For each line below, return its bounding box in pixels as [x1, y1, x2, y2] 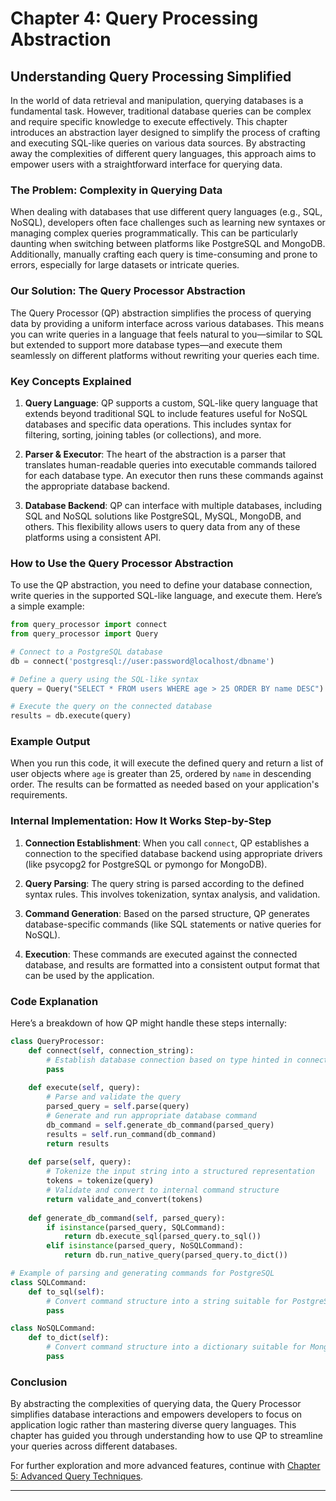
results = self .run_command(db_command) [46, 1129, 217, 1139]
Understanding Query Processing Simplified [10, 68, 292, 85]
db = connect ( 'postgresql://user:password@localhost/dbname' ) [10, 656, 275, 666]
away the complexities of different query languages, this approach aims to [10, 148, 317, 159]
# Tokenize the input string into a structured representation [46, 1167, 315, 1177]
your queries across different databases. [10, 1440, 178, 1452]
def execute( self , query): [28, 1083, 141, 1093]
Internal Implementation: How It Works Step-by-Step [10, 814, 272, 828]
